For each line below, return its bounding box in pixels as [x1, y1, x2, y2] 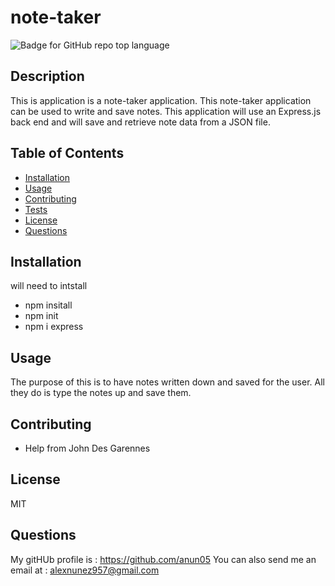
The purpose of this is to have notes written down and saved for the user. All [10, 376, 325, 388]
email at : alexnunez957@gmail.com [10, 564, 160, 576]
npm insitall [24, 299, 73, 311]
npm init [24, 310, 59, 322]
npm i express [24, 321, 84, 333]
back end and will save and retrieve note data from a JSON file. [10, 116, 271, 128]
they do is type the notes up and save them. [10, 387, 192, 399]
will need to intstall [10, 280, 88, 292]
